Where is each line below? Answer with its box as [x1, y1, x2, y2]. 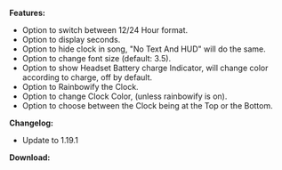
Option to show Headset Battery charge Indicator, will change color [21, 62, 269, 73]
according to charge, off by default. [21, 72, 153, 83]
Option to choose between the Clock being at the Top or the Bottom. [21, 101, 273, 110]
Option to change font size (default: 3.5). [21, 53, 172, 63]
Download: [9, 152, 51, 163]
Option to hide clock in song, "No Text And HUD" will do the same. [21, 44, 266, 54]
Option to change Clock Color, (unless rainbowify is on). [21, 91, 228, 101]
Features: [9, 8, 46, 18]
